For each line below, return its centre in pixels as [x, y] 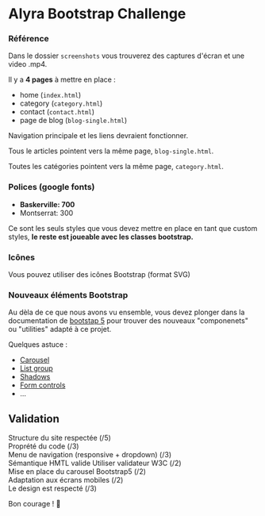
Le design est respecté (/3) [53, 488]
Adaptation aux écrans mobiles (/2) [66, 480]
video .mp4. [28, 64]
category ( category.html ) [61, 103]
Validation [34, 419]
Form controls [42, 385]
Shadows [35, 377]
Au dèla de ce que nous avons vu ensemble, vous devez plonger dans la [127, 312]
